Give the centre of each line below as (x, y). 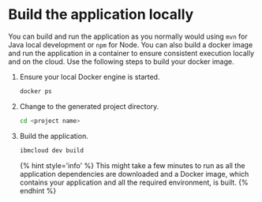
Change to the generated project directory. (89, 106)
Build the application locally (101, 15)
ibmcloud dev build (52, 150)
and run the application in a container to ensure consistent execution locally (131, 53)
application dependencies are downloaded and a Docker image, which (134, 174)
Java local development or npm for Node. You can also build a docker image (131, 44)
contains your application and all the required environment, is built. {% (134, 182)
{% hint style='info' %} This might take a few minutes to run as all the (132, 165)
